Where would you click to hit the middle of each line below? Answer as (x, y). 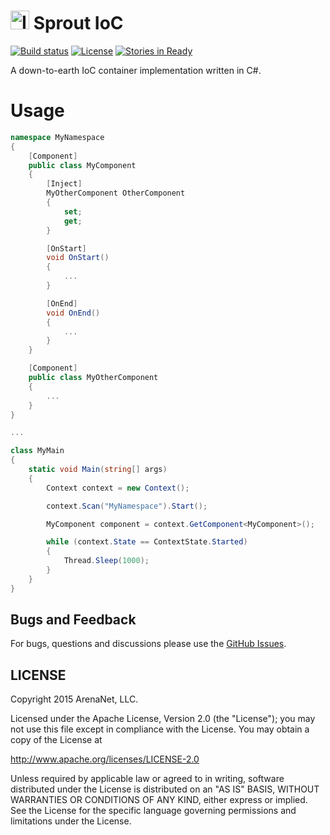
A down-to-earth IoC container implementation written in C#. (136, 70)
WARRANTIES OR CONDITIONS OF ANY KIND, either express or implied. (159, 800)
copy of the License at (56, 740)
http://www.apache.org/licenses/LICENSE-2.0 (105, 759)
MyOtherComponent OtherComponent (116, 193)
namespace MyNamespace (57, 137)
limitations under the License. (71, 821)
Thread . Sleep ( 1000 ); (106, 561)
